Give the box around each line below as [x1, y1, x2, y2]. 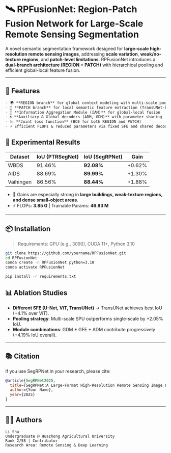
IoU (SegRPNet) [83, 153, 123, 160]
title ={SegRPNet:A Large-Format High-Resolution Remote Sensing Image [10, 383, 163, 388]
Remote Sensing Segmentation [5, 29, 139, 40]
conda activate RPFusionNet [5, 265, 65, 270]
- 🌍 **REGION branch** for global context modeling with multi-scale [5, 100, 158, 105]
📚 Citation [5, 352, 40, 361]
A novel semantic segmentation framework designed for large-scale [5, 45, 149, 51]
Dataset [10, 153, 30, 160]
